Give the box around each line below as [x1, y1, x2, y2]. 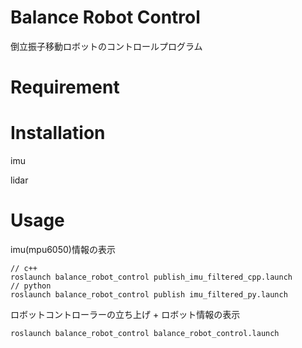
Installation [10, 122, 106, 145]
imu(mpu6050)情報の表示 [10, 244, 116, 255]
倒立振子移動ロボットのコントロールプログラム [10, 40, 203, 52]
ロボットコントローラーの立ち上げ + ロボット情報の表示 [10, 309, 241, 320]
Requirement [10, 76, 120, 99]
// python [10, 281, 52, 291]
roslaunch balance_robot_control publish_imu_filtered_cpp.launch [10, 272, 293, 282]
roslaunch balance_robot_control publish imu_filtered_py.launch [10, 290, 288, 300]
